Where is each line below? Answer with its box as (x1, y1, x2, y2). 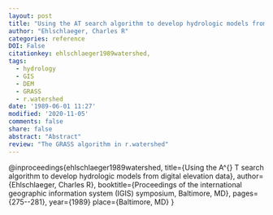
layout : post (8, 11, 53, 20)
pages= (232, 188, 258, 198)
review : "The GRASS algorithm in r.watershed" (8, 140, 169, 148)
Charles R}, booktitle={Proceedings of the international (58, 179, 242, 189)
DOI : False (8, 42, 45, 50)
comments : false (8, 118, 63, 126)
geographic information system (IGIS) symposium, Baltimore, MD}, (8, 188, 232, 198)
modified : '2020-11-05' (8, 110, 89, 118)
